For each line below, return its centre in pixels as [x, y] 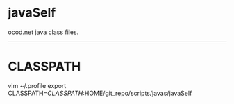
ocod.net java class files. [43, 32]
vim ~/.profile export [37, 85]
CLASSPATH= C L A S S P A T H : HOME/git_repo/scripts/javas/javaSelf [100, 93]
